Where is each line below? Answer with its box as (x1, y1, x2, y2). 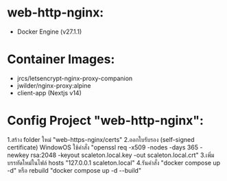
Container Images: (7, 51, 115, 67)
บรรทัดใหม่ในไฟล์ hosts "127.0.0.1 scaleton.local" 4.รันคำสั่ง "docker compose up (7, 158, 221, 167)
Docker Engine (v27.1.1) (16, 27, 82, 36)
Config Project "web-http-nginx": (7, 113, 204, 128)
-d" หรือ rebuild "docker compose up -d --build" (7, 166, 142, 174)
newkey (7, 151, 29, 159)
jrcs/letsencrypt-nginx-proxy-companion (16, 74, 133, 82)
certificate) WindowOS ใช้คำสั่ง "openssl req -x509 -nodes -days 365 (7, 143, 199, 152)
